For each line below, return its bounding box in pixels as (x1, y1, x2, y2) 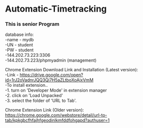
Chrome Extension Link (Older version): (5, 107, 84, 113)
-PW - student (5, 47, 34, 53)
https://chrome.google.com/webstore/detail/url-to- (5, 112, 107, 118)
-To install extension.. (5, 82, 48, 88)
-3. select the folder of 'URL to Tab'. (5, 98, 77, 104)
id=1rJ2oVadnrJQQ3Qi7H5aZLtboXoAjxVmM (5, 77, 94, 83)
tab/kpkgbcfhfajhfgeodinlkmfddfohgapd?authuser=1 (5, 117, 110, 123)
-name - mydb (5, 37, 34, 43)
